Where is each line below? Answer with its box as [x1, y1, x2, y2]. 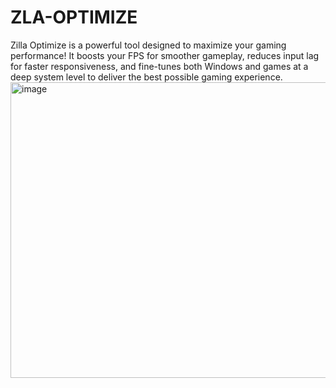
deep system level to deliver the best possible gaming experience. [10, 71, 283, 83]
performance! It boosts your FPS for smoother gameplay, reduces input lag [10, 49, 320, 61]
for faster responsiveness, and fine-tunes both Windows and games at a [10, 60, 309, 72]
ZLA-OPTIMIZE [10, 6, 138, 29]
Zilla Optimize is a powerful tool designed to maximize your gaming [10, 39, 287, 51]
